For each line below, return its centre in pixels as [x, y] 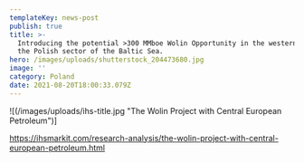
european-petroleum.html [57, 148]
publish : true [36, 26]
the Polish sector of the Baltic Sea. [91, 52]
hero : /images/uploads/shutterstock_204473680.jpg [107, 60]
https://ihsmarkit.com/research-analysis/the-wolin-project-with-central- [144, 138]
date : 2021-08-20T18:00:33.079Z [70, 85]
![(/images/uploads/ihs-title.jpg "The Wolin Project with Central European [146, 110]
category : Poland [42, 77]
